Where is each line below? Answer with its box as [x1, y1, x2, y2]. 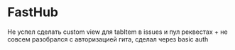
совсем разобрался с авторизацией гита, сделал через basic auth [7, 35, 209, 43]
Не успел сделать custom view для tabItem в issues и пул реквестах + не [7, 27, 229, 36]
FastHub [7, 4, 59, 20]
